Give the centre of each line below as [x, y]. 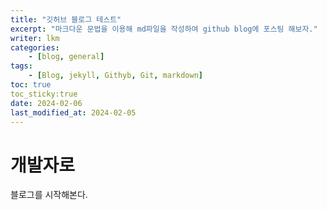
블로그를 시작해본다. [49, 195]
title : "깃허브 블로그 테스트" [66, 19]
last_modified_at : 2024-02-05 [73, 112]
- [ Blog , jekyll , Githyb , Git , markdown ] [115, 76]
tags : [21, 66]
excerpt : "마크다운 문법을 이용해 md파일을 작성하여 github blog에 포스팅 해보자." [164, 29]
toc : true [31, 85]
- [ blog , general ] [66, 57]
